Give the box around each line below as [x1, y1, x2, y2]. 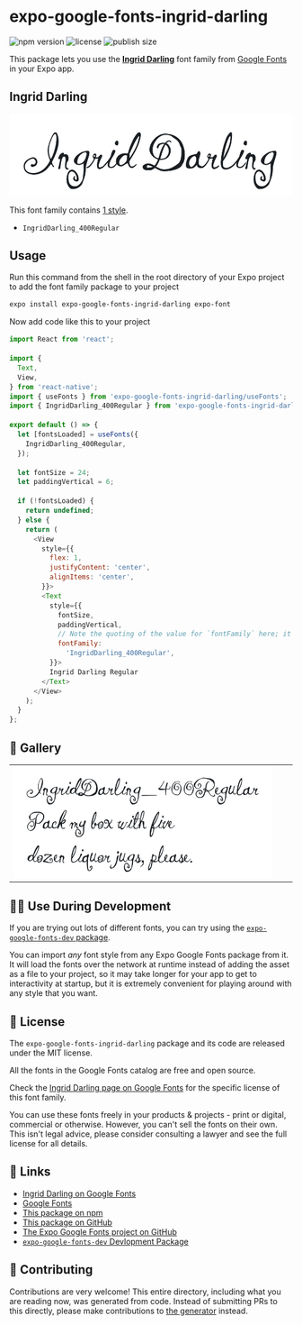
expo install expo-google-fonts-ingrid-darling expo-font [9, 300, 231, 309]
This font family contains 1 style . [9, 205, 129, 215]
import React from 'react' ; [9, 335, 115, 344]
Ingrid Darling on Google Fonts [22, 1188, 137, 1199]
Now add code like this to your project [9, 316, 151, 327]
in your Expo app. [9, 63, 75, 74]
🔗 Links [9, 1165, 51, 1180]
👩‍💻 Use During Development [9, 899, 172, 914]
